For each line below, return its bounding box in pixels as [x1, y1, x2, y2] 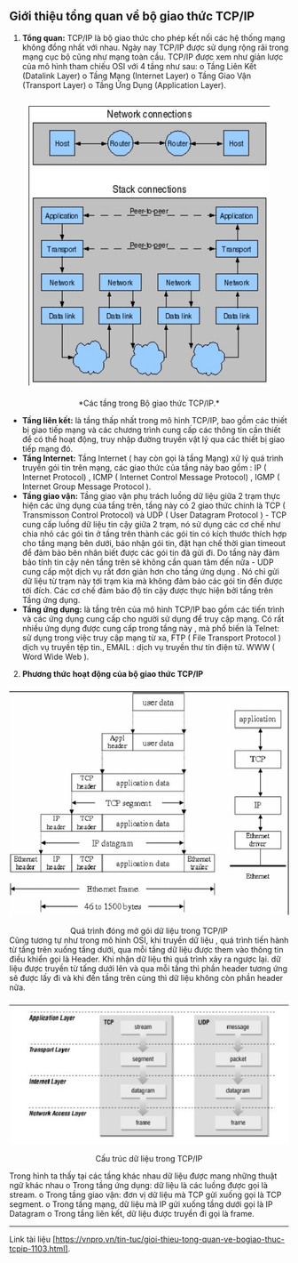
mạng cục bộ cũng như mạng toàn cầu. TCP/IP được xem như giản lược [21, 51, 284, 62]
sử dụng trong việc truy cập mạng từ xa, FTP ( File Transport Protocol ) [21, 632, 282, 643]
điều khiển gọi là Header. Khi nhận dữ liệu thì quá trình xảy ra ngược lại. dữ [9, 953, 281, 965]
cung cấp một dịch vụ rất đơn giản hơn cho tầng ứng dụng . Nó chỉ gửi [21, 566, 279, 576]
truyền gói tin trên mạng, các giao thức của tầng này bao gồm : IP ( [21, 462, 267, 472]
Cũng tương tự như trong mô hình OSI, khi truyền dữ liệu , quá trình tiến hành [9, 935, 289, 945]
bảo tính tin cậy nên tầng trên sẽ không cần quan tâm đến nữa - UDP [21, 557, 274, 567]
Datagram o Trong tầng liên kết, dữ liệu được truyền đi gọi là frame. [9, 1209, 255, 1219]
